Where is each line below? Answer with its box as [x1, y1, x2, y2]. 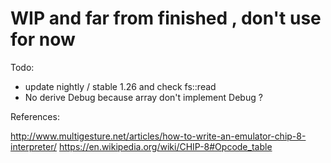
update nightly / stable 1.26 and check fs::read [24, 80, 217, 92]
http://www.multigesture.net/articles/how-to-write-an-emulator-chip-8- [10, 130, 307, 142]
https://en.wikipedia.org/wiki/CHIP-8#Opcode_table [58, 140, 273, 152]
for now [10, 28, 76, 51]
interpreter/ [10, 140, 57, 152]
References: [10, 110, 60, 122]
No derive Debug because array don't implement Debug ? [24, 91, 263, 103]
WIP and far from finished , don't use [10, 7, 322, 30]
